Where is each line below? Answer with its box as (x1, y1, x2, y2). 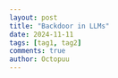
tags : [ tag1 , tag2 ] (9, 38, 82, 48)
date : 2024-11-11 (9, 30, 74, 39)
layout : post (9, 13, 58, 22)
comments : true (9, 47, 66, 56)
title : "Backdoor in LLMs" (9, 22, 110, 30)
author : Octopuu (9, 55, 70, 64)
